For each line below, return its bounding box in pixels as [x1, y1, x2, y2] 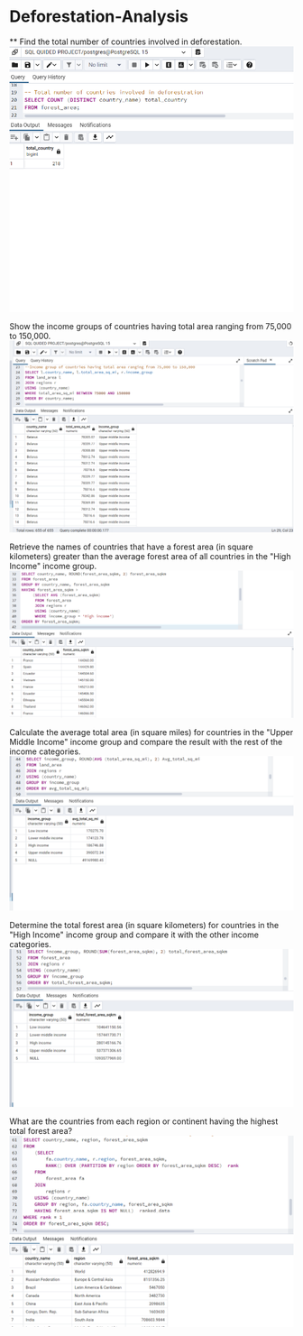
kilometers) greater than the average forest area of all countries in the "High [9, 551, 291, 562]
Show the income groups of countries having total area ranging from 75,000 [9, 321, 292, 332]
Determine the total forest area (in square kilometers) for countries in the [9, 920, 280, 931]
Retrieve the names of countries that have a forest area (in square [9, 541, 254, 552]
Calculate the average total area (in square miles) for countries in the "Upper [9, 726, 294, 737]
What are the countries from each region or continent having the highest [9, 1116, 279, 1127]
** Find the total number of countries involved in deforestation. [9, 36, 243, 47]
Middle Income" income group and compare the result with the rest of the [9, 736, 283, 747]
